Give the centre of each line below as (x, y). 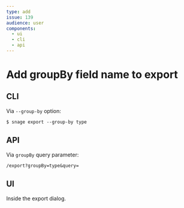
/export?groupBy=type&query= (43, 166)
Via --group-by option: (34, 111)
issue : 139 (20, 17)
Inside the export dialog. (36, 198)
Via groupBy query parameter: (43, 155)
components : (21, 28)
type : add (19, 12)
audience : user (25, 23)
